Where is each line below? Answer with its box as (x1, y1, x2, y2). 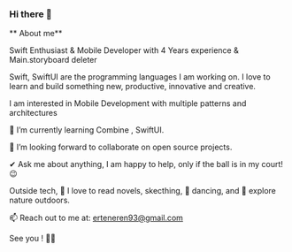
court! (260, 159, 283, 170)
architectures (9, 108, 58, 118)
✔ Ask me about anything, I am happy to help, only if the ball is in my (9, 159, 260, 170)
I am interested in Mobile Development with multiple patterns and (9, 98, 247, 109)
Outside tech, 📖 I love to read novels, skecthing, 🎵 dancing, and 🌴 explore (9, 186, 277, 196)
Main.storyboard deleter (9, 55, 97, 65)
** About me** (9, 28, 63, 39)
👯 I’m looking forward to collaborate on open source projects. (9, 141, 233, 153)
